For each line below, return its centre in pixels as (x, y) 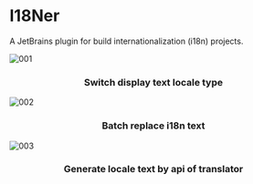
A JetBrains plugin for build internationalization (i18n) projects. (126, 41)
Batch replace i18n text (153, 126)
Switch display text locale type (153, 82)
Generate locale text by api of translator (153, 169)
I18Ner (35, 16)
